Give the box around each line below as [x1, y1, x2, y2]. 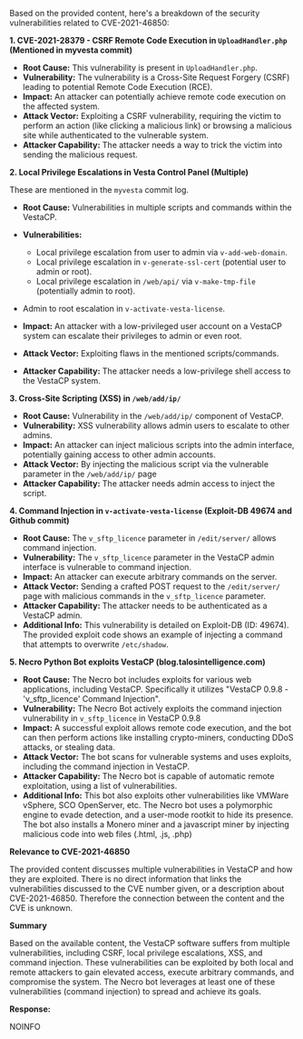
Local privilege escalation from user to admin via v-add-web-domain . [35, 247, 288, 257]
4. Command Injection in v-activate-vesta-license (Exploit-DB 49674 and [9, 505, 293, 516]
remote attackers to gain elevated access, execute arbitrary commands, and [9, 967, 295, 977]
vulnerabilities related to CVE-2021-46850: [9, 17, 170, 28]
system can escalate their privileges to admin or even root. [22, 331, 242, 341]
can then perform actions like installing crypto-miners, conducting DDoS [22, 732, 294, 743]
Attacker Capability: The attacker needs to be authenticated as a [22, 600, 268, 611]
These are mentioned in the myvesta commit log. [9, 185, 189, 195]
